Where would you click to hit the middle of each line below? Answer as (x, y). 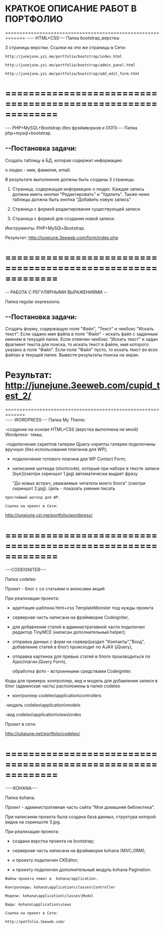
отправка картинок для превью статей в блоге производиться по (81, 657)
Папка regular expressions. (33, 301)
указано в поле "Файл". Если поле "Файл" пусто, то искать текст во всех (82, 350)
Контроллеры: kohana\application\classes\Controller (60, 887)
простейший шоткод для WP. (33, 498)
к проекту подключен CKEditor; (45, 860)
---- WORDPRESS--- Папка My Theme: (46, 420)
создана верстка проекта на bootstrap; (53, 841)
